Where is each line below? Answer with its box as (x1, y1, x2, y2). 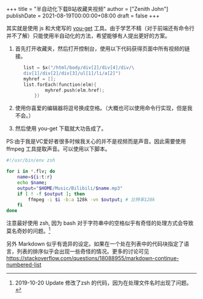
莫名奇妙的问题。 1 (6, 226, 51, 234)
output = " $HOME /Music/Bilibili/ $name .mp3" (17, 185, 123, 191)
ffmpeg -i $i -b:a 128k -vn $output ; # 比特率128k (28, 196, 155, 203)
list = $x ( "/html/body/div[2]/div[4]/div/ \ (23, 65, 135, 71)
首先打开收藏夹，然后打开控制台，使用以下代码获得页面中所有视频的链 (14, 45, 190, 52)
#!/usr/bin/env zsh (6, 157, 56, 163)
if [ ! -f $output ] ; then (17, 191, 85, 197)
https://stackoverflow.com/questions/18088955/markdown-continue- (6, 254, 179, 261)
